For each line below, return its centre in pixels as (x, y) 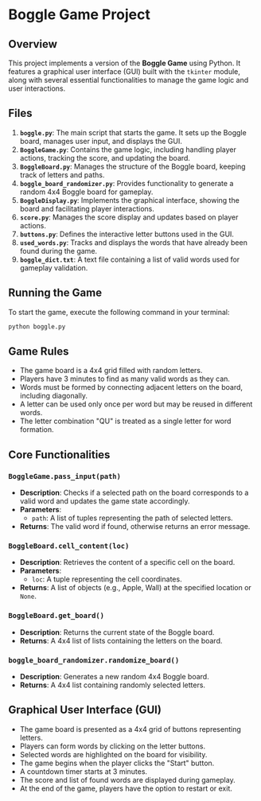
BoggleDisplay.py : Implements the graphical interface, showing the (130, 200)
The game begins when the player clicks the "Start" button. (117, 763)
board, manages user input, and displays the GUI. (101, 141)
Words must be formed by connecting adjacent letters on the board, (131, 387)
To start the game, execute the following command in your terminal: (119, 312)
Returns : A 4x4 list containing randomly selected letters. (112, 685)
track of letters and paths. (62, 175)
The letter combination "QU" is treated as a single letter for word (125, 421)
